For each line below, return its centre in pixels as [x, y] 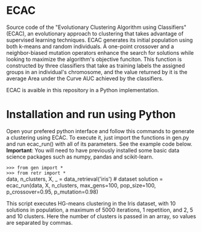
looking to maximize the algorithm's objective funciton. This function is [94, 59]
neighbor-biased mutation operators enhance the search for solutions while [100, 52]
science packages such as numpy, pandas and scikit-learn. [80, 157]
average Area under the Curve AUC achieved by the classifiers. [85, 78]
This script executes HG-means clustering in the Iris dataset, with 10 [91, 203]
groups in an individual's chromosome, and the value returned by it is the [97, 72]
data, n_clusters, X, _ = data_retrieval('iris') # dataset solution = [85, 179]
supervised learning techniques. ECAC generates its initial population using [99, 40]
